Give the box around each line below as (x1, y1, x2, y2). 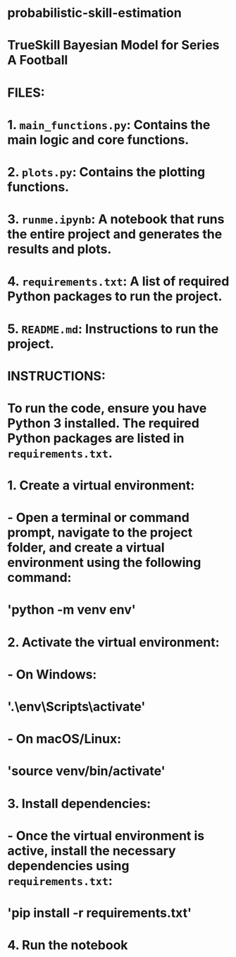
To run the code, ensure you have (7, 400, 207, 416)
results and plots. (7, 241, 112, 257)
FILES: (7, 85, 45, 100)
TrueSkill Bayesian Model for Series (7, 37, 220, 54)
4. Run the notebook (7, 937, 128, 953)
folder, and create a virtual (7, 540, 165, 556)
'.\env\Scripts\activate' (7, 699, 146, 714)
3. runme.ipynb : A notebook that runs (7, 212, 225, 227)
